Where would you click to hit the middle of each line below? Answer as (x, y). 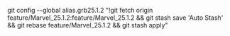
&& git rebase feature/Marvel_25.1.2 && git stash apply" (88, 25)
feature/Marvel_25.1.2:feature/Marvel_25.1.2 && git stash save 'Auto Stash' (115, 18)
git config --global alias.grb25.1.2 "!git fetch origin (80, 10)
